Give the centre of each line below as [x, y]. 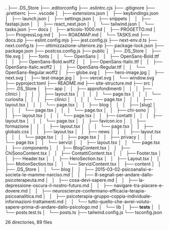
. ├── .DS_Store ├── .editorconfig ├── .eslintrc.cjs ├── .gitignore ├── [80, 8]
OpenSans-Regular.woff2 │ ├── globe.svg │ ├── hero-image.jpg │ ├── [84, 72]
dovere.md [16, 191]
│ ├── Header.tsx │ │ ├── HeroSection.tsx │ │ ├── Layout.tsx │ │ [82, 159]
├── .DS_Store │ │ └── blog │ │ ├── [50, 169]
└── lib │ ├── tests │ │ [133, 207]
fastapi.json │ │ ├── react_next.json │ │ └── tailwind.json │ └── [80, 24]
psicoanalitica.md [23, 196]
